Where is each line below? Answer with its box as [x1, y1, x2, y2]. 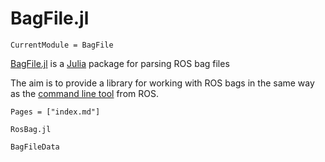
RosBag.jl [10, 124, 52, 134]
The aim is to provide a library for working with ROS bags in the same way [10, 77, 315, 89]
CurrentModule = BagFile [10, 40, 114, 50]
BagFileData [10, 142, 60, 152]
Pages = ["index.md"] [10, 107, 101, 117]
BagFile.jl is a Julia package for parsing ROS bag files [10, 57, 230, 69]
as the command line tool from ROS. [10, 87, 159, 99]
